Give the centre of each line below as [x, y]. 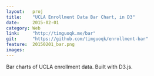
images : [16, 50]
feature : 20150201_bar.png [41, 45]
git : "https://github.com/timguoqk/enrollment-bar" [77, 39]
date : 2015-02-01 [33, 22]
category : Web [24, 28]
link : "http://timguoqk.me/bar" [51, 34]
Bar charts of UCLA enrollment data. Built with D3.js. [69, 67]
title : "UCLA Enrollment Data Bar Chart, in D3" [71, 17]
